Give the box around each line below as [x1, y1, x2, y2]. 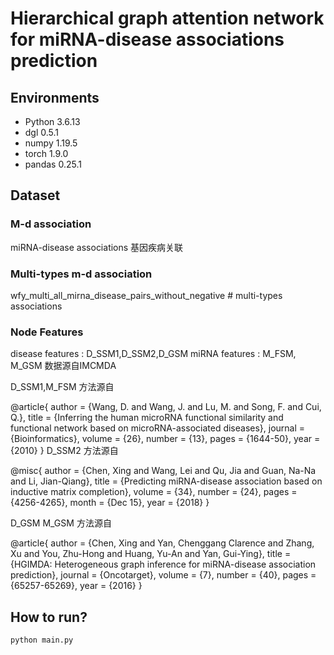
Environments [10, 89, 100, 106]
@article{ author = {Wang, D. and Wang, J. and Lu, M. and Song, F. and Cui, [10, 401, 322, 413]
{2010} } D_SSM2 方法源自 [10, 445, 119, 457]
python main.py [10, 635, 74, 646]
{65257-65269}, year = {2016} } [10, 580, 143, 592]
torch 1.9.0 [24, 148, 69, 159]
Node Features [10, 325, 84, 339]
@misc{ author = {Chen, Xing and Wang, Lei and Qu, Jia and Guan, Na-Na [10, 465, 317, 477]
